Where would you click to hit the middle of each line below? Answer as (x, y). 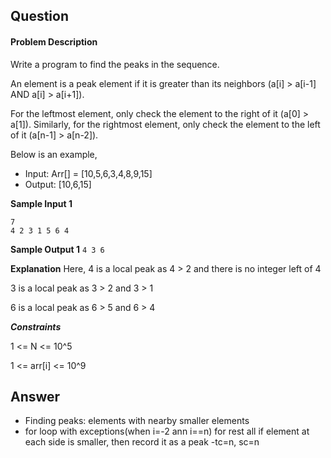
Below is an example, (54, 154)
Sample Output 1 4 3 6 (57, 249)
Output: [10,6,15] (58, 184)
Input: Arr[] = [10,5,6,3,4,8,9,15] (88, 173)
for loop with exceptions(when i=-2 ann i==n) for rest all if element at (167, 431)
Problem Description (54, 41)
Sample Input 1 (41, 203)
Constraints (36, 326)
